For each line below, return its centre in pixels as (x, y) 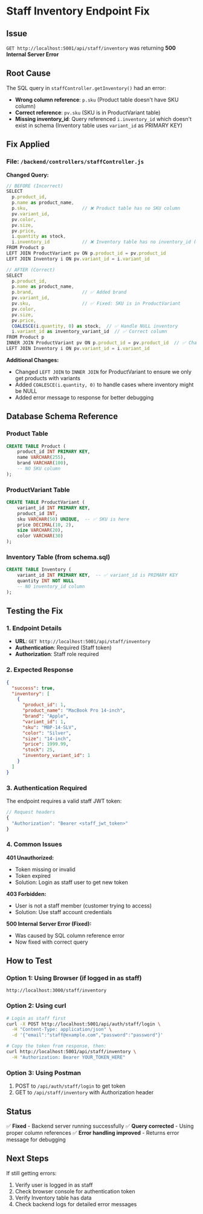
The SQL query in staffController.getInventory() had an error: (86, 88)
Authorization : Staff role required (57, 654)
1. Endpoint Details (34, 628)
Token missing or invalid (45, 869)
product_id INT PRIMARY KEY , (54, 452)
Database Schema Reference (62, 416)
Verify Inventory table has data (53, 1198)
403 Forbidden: (26, 894)
